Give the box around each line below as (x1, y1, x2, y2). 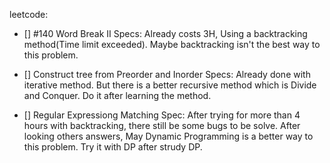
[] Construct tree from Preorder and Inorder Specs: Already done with (23, 69, 311, 80)
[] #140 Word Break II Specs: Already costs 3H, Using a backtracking (23, 28, 308, 39)
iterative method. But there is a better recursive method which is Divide (23, 79, 317, 91)
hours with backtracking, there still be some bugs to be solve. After (23, 120, 301, 131)
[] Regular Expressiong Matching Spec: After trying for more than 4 (23, 109, 301, 121)
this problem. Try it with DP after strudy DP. (23, 141, 203, 153)
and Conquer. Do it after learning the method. (23, 90, 212, 101)
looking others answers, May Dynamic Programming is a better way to (23, 130, 314, 142)
